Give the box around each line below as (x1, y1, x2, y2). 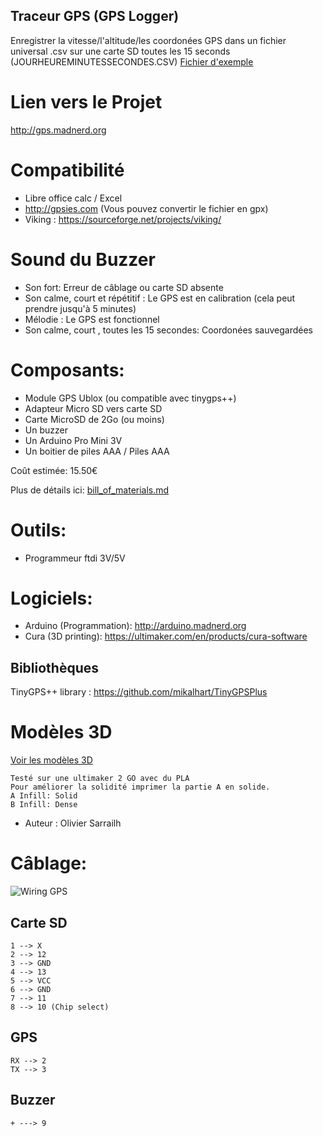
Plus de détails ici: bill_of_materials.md (10, 484, 170, 496)
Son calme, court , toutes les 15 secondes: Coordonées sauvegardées (24, 324, 313, 336)
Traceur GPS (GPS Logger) (10, 8, 180, 25)
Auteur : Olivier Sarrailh (24, 817, 122, 829)
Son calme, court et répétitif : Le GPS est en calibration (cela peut (24, 292, 296, 304)
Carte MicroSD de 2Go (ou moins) (24, 413, 165, 425)
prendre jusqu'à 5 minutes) (24, 302, 137, 314)
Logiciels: (10, 587, 93, 609)
